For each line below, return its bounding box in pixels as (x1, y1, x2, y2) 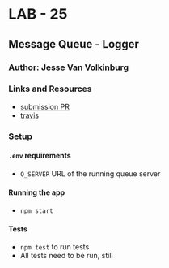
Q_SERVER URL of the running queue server (19, 168, 161, 179)
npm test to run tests (19, 242, 90, 252)
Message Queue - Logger (8, 37, 140, 51)
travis (19, 110, 39, 120)
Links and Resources (8, 83, 92, 94)
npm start (19, 207, 54, 215)
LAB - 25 (8, 5, 68, 24)
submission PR (19, 102, 70, 111)
